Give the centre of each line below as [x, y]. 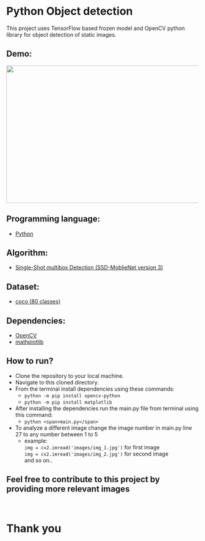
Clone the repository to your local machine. [69, 376]
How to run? [30, 361]
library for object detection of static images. [62, 34]
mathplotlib [29, 342]
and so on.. [38, 460]
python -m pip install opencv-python [72, 396]
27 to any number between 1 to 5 [56, 434]
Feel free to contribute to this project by [83, 480]
